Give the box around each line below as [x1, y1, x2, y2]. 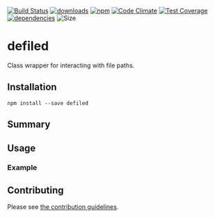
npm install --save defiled [7, 99, 89, 107]
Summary [7, 119, 51, 131]
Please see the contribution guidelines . [7, 203, 119, 211]
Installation [7, 81, 57, 93]
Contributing [7, 184, 64, 196]
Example [7, 163, 38, 173]
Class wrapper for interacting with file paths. [7, 61, 135, 69]
